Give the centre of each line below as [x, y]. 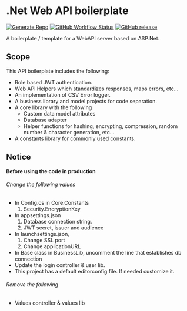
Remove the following [32, 285]
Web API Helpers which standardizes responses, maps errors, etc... [96, 89]
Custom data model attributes [59, 113]
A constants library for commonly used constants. [75, 138]
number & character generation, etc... [69, 132]
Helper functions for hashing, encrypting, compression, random [101, 126]
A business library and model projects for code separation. [86, 101]
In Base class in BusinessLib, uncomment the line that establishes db [98, 252]
